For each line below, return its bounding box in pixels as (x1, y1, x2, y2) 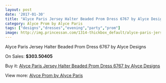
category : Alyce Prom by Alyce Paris (5, 21, 83, 26)
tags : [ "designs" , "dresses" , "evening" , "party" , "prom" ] (5, 26, 121, 31)
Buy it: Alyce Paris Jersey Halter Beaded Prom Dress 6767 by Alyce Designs (5, 63, 161, 69)
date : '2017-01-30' (5, 12, 45, 17)
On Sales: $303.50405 (5, 53, 53, 59)
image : (5, 30, 19, 35)
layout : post (5, 7, 32, 12)
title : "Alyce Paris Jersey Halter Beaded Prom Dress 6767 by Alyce (5, 16, 149, 21)
